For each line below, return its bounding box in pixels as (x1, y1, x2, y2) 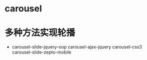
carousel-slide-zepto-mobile (12, 49, 71, 55)
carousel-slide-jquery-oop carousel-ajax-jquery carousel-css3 (12, 44, 142, 50)
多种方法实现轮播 (5, 27, 76, 39)
